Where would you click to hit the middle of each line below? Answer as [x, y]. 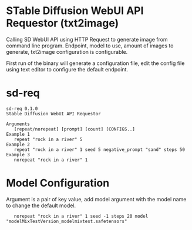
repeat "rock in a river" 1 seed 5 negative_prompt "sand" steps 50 [99, 150]
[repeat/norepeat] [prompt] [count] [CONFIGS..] [74, 129]
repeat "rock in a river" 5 [48, 139]
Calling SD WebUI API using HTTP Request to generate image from [87, 39]
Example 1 [18, 134]
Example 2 [18, 145]
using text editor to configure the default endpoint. [67, 69]
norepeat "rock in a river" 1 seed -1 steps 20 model [81, 216]
